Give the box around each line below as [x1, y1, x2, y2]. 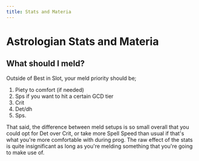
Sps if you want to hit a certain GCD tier [14, 93, 114, 100]
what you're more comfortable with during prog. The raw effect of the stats [6, 136, 193, 143]
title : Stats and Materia [6, 8, 71, 15]
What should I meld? [6, 58, 85, 69]
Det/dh [14, 105, 33, 112]
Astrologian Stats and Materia [6, 34, 159, 48]
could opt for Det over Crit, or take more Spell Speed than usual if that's [6, 130, 185, 137]
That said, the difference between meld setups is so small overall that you [6, 123, 189, 130]
